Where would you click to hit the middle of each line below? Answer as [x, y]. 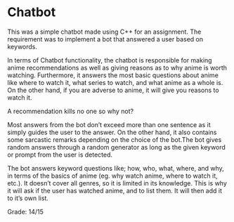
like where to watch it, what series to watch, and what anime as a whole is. [115, 82]
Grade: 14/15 [26, 211]
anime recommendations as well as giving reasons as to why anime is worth [117, 67]
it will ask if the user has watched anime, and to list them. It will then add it [115, 190]
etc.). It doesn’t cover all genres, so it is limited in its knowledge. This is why [117, 183]
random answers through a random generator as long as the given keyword [117, 147]
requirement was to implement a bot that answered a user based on [105, 39]
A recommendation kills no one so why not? [71, 111]
